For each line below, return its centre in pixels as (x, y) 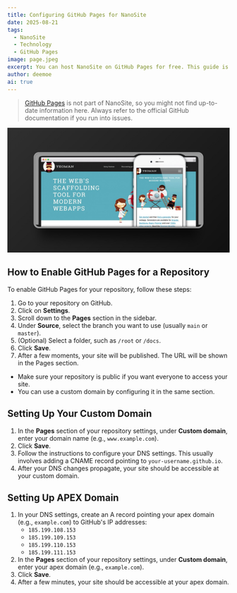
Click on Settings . (44, 310)
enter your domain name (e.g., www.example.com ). (88, 438)
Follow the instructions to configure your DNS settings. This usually (115, 453)
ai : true (20, 82)
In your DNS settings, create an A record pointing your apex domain (116, 515)
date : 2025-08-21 (33, 22)
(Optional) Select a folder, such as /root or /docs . (89, 340)
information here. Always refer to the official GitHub (114, 110)
